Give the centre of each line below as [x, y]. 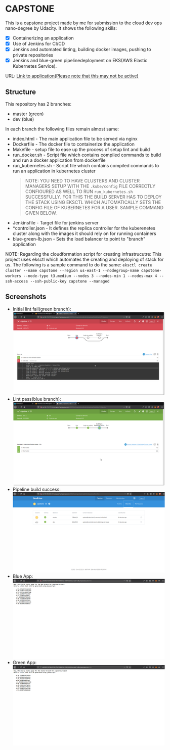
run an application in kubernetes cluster [54, 171]
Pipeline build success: [36, 489]
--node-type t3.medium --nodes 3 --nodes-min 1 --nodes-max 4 [90, 276]
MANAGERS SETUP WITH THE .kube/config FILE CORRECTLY [90, 186]
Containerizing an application [43, 38]
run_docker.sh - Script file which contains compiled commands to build [87, 155]
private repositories [33, 55]
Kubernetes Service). [35, 66]
